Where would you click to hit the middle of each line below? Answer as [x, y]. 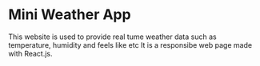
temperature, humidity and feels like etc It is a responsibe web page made [130, 45]
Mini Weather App [70, 15]
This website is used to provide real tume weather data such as [113, 37]
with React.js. [31, 53]
